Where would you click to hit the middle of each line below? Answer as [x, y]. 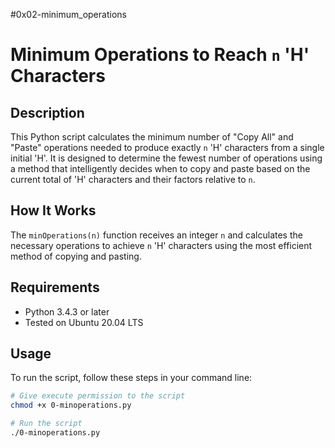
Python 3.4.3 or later [67, 311]
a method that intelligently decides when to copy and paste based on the [160, 168]
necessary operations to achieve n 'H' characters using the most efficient [161, 245]
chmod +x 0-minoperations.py [71, 405]
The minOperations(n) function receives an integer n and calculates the [156, 235]
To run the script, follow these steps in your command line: [131, 378]
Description [47, 112]
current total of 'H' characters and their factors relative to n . [133, 179]
